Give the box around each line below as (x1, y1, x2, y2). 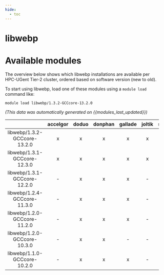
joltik (141, 121, 154, 127)
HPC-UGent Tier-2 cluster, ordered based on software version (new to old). (5, 76, 157, 82)
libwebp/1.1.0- (7, 250, 43, 256)
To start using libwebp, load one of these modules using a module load (5, 86, 147, 92)
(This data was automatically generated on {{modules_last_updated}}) (5, 109, 148, 115)
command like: (5, 91, 35, 97)
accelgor (47, 121, 69, 127)
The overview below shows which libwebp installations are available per (5, 71, 150, 77)
